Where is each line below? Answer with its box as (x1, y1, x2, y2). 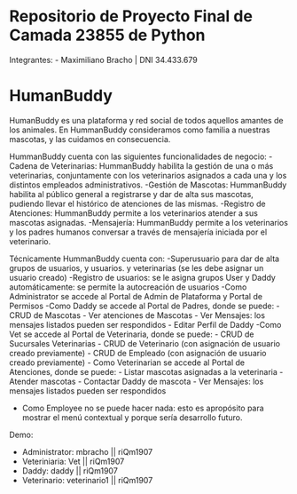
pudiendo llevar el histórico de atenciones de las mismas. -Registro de (9, 198, 266, 209)
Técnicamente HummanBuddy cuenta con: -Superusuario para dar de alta (9, 253, 280, 264)
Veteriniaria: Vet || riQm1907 (21, 456, 125, 466)
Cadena (9, 160, 38, 171)
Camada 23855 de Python (9, 25, 206, 45)
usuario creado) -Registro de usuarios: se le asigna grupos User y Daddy (9, 272, 277, 283)
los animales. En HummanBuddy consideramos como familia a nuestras (9, 124, 270, 135)
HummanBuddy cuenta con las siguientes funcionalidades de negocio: (9, 151, 268, 162)
